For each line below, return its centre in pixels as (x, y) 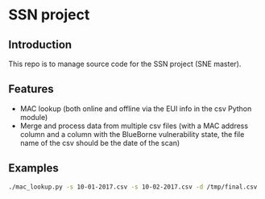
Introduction (40, 45)
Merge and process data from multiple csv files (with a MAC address (134, 126)
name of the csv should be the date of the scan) (100, 143)
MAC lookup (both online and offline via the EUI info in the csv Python (136, 108)
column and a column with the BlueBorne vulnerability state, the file (132, 134)
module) (34, 117)
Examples (33, 168)
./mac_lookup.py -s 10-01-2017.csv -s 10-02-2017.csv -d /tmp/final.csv (133, 187)
